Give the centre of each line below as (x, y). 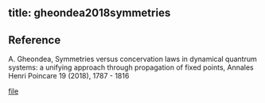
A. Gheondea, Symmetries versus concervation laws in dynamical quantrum (132, 59)
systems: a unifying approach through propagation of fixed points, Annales (131, 67)
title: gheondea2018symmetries (90, 13)
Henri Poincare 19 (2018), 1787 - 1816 (69, 76)
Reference (35, 40)
